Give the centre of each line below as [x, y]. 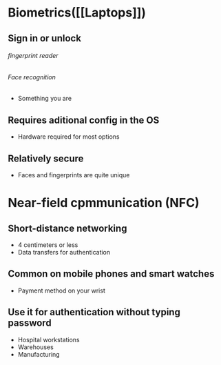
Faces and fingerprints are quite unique [74, 175]
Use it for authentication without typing [94, 312]
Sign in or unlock [45, 38]
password [30, 323]
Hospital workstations [49, 339]
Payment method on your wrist [61, 290]
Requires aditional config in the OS [84, 120]
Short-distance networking [67, 228]
